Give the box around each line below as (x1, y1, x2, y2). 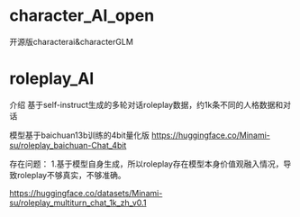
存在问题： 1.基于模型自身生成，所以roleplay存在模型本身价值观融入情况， (9, 158, 284, 169)
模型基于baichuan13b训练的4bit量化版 (9, 130, 150, 140)
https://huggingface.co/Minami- (151, 130, 270, 140)
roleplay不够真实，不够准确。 (16, 169, 126, 180)
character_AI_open (9, 5, 155, 26)
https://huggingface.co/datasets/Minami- (9, 187, 163, 198)
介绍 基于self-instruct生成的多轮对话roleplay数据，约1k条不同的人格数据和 (9, 99, 284, 110)
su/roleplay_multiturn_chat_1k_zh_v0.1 (9, 197, 147, 208)
